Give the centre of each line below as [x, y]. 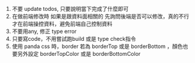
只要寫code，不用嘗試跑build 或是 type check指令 [74, 39]
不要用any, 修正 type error [44, 31]
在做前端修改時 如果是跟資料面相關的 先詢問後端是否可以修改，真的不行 [101, 16]
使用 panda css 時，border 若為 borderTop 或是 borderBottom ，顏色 [97, 46]
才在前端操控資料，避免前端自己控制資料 [62, 24]
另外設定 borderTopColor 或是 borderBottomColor [79, 54]
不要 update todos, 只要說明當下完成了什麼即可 [70, 9]
